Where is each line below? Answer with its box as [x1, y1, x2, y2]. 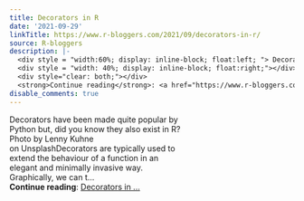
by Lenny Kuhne [33, 133, 94, 144]
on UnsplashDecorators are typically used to [9, 142, 176, 154]
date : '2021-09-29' [9, 22, 83, 31]
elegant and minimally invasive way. [9, 162, 143, 173]
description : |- [9, 47, 71, 56]
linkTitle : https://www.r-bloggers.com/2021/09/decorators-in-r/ [9, 30, 261, 39]
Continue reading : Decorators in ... [9, 181, 140, 192]
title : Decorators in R [9, 13, 100, 23]
